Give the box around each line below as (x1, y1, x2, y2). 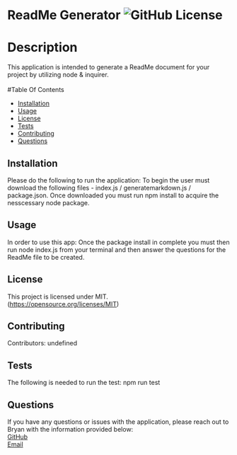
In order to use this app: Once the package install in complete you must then (7, 238, 230, 246)
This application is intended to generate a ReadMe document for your (7, 63, 210, 71)
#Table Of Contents (7, 86, 65, 94)
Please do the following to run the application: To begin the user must (7, 175, 210, 184)
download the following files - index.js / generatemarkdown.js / (7, 183, 191, 192)
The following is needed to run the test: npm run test (7, 379, 161, 387)
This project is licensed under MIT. (7, 292, 108, 301)
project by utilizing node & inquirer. (7, 71, 109, 79)
